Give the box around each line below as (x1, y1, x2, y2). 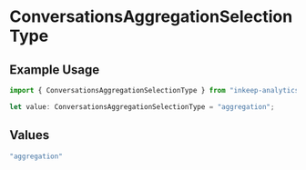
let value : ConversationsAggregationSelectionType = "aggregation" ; (9, 102, 275, 111)
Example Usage (9, 62, 100, 77)
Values (9, 127, 50, 143)
